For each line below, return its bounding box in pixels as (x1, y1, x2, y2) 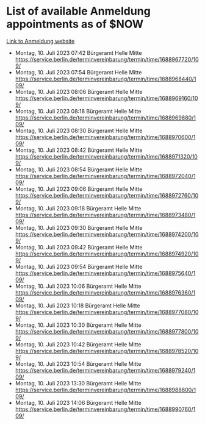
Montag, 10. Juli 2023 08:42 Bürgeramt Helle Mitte (15, 146, 143, 154)
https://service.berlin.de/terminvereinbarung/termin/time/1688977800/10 (15, 327, 199, 335)
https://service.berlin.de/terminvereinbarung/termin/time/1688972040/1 (15, 172, 196, 179)
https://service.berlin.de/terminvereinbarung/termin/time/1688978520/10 (15, 347, 199, 354)
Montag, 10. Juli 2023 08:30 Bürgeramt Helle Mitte (15, 127, 143, 134)
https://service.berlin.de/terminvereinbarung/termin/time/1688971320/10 (15, 152, 198, 160)
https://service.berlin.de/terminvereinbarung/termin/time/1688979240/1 (15, 366, 196, 374)
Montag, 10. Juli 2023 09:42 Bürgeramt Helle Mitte (15, 243, 143, 251)
